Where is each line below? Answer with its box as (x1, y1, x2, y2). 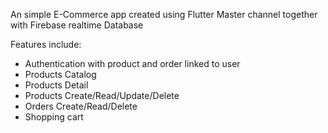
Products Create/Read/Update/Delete (24, 90, 180, 101)
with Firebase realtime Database (10, 19, 144, 31)
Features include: (10, 39, 82, 50)
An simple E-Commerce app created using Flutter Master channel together (10, 9, 318, 20)
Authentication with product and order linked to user (24, 58, 241, 69)
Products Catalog (24, 69, 97, 80)
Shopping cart (24, 111, 84, 123)
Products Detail (24, 79, 89, 91)
